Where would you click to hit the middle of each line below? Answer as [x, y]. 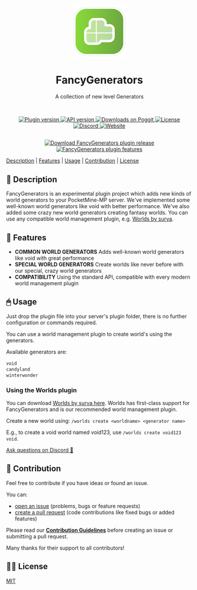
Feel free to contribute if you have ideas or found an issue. [77, 483]
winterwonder [22, 375]
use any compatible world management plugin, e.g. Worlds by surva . [90, 219]
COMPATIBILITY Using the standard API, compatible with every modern [102, 277]
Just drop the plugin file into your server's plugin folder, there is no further [97, 316]
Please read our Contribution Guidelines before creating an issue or [90, 530]
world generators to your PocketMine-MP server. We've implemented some [98, 200]
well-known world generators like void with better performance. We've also [98, 206]
